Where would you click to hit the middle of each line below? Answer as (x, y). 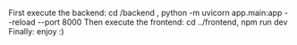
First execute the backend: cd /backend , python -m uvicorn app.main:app (145, 13)
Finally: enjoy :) (36, 31)
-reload (22, 22)
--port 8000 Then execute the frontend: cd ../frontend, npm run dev (162, 22)
